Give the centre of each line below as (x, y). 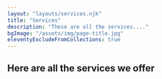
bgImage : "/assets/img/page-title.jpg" (66, 33)
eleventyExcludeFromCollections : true (64, 40)
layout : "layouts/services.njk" (54, 14)
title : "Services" (34, 20)
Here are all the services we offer (81, 68)
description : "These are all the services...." (78, 27)
